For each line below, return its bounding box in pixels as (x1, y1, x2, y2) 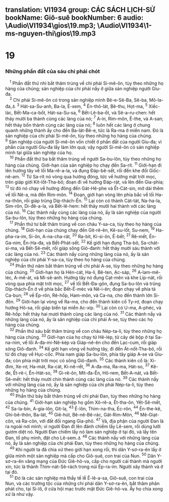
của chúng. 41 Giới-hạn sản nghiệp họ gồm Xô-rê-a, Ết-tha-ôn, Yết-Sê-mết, (5, 399, 161, 405)
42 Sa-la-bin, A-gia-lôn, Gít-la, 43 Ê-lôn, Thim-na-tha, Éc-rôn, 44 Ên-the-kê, (5, 404, 162, 411)
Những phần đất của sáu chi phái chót (5, 67, 100, 74)
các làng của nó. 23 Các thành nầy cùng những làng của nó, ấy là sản (5, 250, 149, 257)
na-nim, (5, 339, 22, 345)
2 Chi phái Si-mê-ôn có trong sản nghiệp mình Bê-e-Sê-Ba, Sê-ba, (10, 96, 148, 103)
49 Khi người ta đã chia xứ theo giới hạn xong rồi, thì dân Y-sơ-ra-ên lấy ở (10, 446, 161, 453)
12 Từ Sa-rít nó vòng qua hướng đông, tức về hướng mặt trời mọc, (21, 173, 156, 180)
